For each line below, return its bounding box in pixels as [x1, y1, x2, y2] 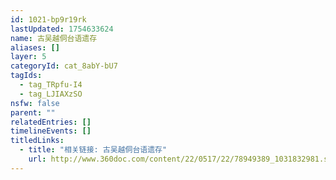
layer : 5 [10, 52, 47, 62]
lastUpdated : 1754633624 [10, 24, 114, 34]
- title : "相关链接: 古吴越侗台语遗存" [19, 145, 168, 155]
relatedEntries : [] [10, 117, 92, 127]
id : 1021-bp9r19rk [10, 14, 87, 25]
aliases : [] [10, 42, 60, 53]
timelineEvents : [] [10, 126, 92, 136]
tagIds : [10, 71, 43, 81]
